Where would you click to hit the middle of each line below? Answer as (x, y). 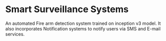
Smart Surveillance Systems (67, 9)
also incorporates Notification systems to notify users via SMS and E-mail (83, 28)
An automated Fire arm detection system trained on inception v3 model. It (83, 23)
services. (15, 34)
